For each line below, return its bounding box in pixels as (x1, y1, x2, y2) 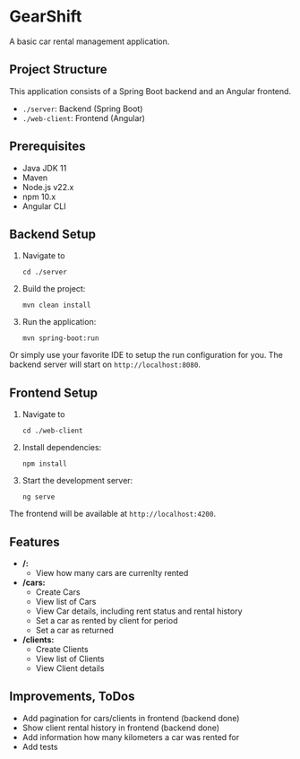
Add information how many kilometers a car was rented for (21, 731, 240, 742)
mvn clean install (21, 301, 91, 310)
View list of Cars (35, 597, 97, 606)
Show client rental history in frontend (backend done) (21, 722, 220, 733)
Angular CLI (21, 200, 66, 212)
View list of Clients (35, 653, 105, 664)
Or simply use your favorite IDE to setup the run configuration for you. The (9, 350, 284, 361)
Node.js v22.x (21, 181, 74, 192)
